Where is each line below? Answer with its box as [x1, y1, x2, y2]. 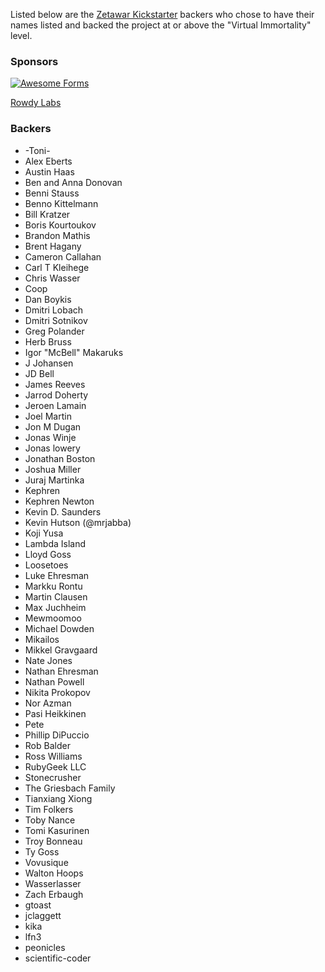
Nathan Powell [24, 675, 85, 688]
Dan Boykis [24, 293, 72, 305]
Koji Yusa [24, 527, 64, 539]
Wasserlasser [24, 877, 82, 889]
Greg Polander [24, 325, 85, 337]
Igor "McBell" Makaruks [24, 346, 124, 358]
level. [10, 30, 33, 41]
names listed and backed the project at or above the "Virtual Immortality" [10, 19, 312, 31]
